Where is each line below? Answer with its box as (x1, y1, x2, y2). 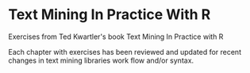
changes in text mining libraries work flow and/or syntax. (8, 56, 194, 65)
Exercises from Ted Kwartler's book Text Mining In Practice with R (8, 32, 224, 41)
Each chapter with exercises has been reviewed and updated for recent (8, 47, 242, 56)
